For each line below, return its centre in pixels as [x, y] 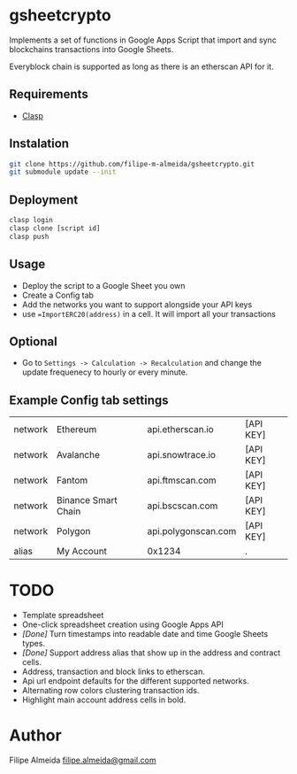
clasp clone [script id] [55, 228]
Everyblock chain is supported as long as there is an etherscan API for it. [141, 66]
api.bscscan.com [183, 506]
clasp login [31, 221]
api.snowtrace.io [182, 455]
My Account [82, 552]
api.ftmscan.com [182, 481]
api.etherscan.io [180, 430]
